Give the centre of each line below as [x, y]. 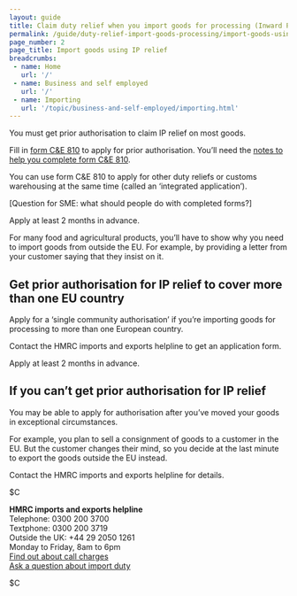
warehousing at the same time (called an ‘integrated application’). [128, 186]
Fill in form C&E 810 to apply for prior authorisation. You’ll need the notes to [146, 151]
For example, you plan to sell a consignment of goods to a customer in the [144, 438]
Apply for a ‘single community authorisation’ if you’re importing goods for [142, 320]
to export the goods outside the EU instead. [88, 458]
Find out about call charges [59, 556]
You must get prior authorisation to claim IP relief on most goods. [127, 133]
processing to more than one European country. [96, 329]
